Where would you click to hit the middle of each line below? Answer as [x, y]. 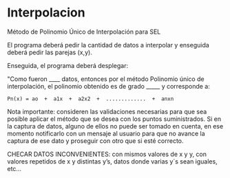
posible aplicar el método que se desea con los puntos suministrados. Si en [114, 119]
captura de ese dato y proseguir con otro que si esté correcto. [95, 141]
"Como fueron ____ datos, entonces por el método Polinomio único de [106, 79]
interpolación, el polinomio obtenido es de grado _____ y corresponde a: [108, 86]
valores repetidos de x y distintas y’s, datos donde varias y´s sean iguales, [113, 161]
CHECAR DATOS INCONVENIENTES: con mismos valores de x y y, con [107, 154]
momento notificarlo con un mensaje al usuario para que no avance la [106, 133]
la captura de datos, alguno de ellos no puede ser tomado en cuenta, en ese [115, 126]
